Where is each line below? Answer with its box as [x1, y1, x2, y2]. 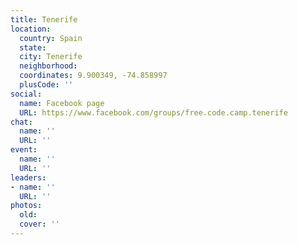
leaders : [10, 172, 47, 183]
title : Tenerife [10, 14, 78, 25]
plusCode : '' [19, 80, 74, 90]
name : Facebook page [19, 98, 105, 108]
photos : [10, 201, 43, 211]
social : [10, 89, 43, 99]
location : [10, 24, 52, 34]
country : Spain [19, 33, 83, 43]
